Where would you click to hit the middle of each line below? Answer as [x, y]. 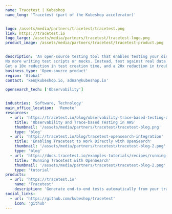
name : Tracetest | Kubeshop [35, 10]
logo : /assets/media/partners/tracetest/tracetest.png [65, 29]
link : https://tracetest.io [35, 33]
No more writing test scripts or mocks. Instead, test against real [80, 61]
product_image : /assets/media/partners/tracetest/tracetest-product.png [84, 43]
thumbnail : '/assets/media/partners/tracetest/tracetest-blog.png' [88, 127]
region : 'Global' [24, 76]
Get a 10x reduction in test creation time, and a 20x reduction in [80, 66]
